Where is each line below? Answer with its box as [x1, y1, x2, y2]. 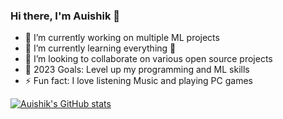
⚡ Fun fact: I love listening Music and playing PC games [24, 75, 253, 87]
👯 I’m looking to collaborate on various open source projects [24, 53, 273, 65]
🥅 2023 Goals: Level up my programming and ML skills [24, 64, 250, 76]
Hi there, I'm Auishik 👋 [10, 9, 120, 23]
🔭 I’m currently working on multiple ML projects [24, 32, 220, 44]
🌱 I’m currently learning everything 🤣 [24, 42, 177, 54]
